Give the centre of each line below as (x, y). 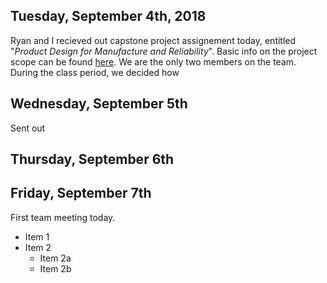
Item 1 (37, 236)
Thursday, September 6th (92, 159)
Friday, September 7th (81, 193)
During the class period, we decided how (95, 72)
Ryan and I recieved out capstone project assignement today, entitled (153, 40)
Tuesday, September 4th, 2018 (108, 16)
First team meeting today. (63, 217)
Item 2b (55, 268)
